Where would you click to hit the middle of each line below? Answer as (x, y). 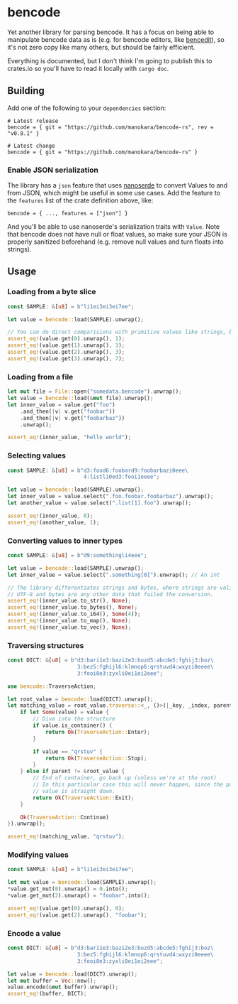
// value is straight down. (74, 791)
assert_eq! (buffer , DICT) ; (47, 994)
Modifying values (38, 855)
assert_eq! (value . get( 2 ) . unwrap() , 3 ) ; (66, 352)
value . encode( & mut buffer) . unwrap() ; (63, 987)
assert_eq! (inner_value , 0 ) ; (50, 516)
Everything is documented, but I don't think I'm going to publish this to (110, 60)
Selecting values (36, 455)
